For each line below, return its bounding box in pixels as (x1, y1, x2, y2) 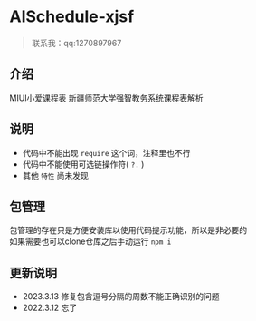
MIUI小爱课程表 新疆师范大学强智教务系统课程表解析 (9, 92, 204, 103)
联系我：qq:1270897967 (31, 37, 122, 48)
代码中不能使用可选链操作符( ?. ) (22, 159, 145, 170)
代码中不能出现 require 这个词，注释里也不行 (22, 147, 191, 158)
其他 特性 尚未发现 (22, 170, 89, 180)
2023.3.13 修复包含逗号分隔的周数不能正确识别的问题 (22, 291, 220, 302)
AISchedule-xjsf (9, 6, 135, 27)
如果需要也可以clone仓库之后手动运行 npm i (9, 236, 172, 247)
